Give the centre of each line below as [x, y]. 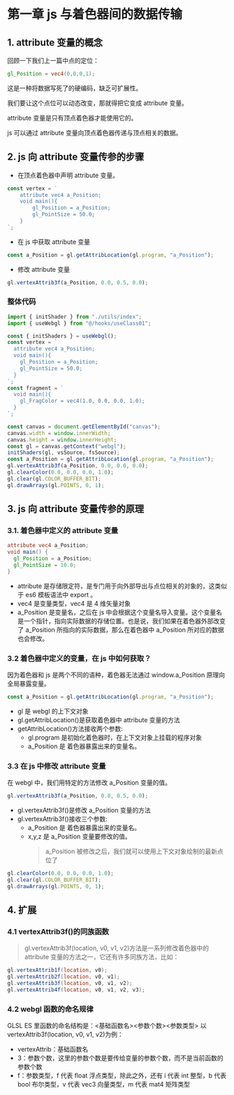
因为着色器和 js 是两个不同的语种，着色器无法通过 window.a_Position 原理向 [116, 675]
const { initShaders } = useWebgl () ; [62, 336]
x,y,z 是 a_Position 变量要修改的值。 [79, 836]
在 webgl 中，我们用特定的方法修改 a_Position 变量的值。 [89, 783]
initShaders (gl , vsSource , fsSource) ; [64, 453]
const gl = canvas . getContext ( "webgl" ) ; [67, 446]
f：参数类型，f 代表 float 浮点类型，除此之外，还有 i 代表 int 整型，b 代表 [122, 1075]
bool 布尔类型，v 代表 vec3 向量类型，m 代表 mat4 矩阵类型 [104, 1084]
